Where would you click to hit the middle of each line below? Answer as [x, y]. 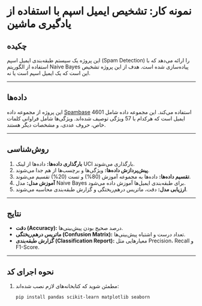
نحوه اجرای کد [30, 271]
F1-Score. [27, 247]
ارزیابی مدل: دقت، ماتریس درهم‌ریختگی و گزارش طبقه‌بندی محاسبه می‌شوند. [101, 189]
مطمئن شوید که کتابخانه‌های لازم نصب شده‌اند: [67, 286]
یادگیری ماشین [39, 24]
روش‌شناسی [28, 149]
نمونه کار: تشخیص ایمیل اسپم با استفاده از [99, 11]
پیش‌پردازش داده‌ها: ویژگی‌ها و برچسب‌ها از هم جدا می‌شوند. [82, 170]
